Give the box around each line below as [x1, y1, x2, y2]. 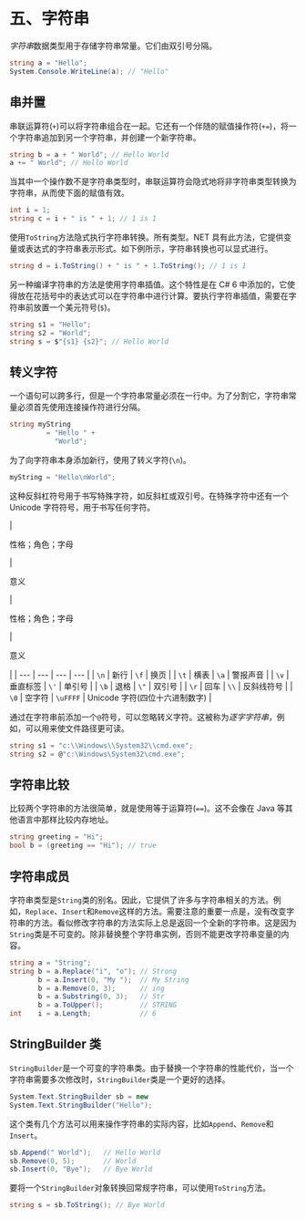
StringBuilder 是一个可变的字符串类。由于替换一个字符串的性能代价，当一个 [9, 1062, 294, 1073]
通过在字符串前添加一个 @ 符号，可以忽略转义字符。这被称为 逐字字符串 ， [9, 711, 278, 722]
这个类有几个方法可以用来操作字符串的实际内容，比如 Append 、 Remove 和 [9, 1118, 274, 1129]
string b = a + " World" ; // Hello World [9, 150, 169, 160]
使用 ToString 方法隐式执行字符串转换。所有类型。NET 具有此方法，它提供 [9, 232, 284, 243]
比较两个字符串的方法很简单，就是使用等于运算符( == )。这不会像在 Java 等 [9, 803, 285, 814]
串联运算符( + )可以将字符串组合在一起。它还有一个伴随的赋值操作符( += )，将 [9, 120, 289, 131]
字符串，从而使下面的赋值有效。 [9, 188, 129, 199]
